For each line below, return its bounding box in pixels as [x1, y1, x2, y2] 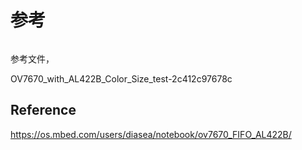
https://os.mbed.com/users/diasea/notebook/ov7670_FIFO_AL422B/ [10, 128, 292, 140]
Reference [10, 102, 77, 119]
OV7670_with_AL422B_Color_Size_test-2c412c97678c [10, 72, 233, 85]
